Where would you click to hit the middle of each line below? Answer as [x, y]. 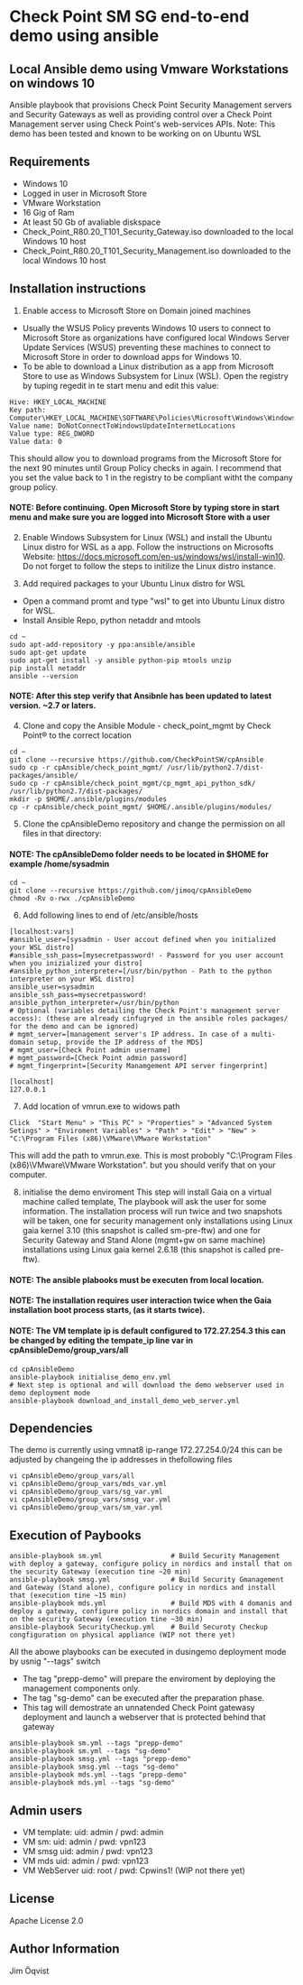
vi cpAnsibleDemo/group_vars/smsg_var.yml [90, 1500]
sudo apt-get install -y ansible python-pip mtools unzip [120, 660]
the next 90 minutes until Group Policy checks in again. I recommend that [146, 467]
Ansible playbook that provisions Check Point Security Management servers [151, 105]
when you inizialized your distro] [76, 964]
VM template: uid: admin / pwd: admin [93, 1833]
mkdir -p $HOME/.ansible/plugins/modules [88, 799]
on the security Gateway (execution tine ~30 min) [106, 1620]
